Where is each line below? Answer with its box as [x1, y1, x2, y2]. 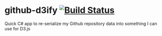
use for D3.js [4, 25, 30, 31]
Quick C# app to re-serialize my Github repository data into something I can [4, 21, 157, 26]
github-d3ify [4, 5, 58, 16]
